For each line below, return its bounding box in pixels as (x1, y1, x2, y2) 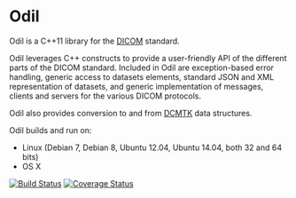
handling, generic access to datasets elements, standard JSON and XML (9, 71, 275, 82)
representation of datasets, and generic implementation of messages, (9, 81, 264, 91)
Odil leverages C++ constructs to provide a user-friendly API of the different (9, 52, 287, 63)
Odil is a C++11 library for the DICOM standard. (9, 36, 180, 46)
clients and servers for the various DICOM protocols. (9, 91, 202, 101)
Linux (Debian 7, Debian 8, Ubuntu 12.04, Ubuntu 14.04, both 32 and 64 (21, 142, 282, 153)
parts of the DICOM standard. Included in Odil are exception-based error (9, 62, 275, 73)
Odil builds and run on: (9, 124, 92, 135)
